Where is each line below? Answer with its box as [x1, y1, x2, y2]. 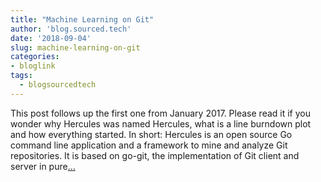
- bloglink [10, 61, 56, 71]
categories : [10, 52, 60, 62]
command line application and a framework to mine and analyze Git [10, 139, 288, 151]
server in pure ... [10, 160, 76, 172]
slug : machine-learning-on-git [10, 42, 141, 53]
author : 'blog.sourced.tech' [10, 24, 132, 34]
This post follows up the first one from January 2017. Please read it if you [10, 107, 311, 119]
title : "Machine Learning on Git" [10, 14, 155, 25]
